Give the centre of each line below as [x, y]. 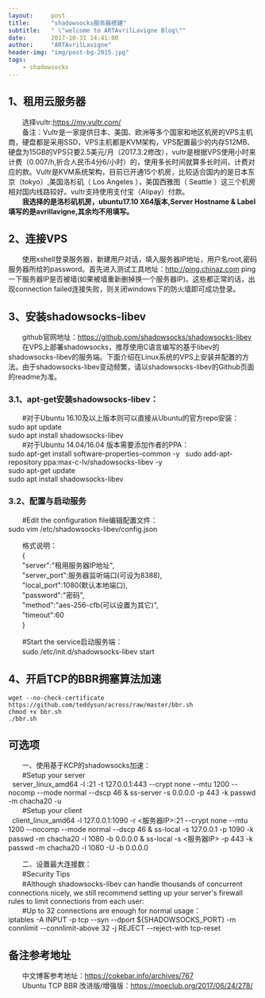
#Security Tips [46, 874]
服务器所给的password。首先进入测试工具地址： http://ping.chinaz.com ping [132, 269]
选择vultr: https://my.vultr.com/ [71, 122]
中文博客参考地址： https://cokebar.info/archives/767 [108, 976]
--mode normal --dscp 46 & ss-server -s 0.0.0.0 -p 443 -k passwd [146, 793]
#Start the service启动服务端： [72, 642]
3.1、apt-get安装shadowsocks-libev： [83, 399]
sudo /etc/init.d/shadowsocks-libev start [88, 651]
